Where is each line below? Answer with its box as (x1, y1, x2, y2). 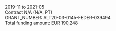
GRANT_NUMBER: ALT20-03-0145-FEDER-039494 (5, 15, 111, 20)
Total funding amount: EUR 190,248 (5, 20, 78, 26)
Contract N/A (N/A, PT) (5, 9, 53, 15)
